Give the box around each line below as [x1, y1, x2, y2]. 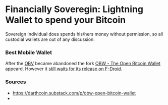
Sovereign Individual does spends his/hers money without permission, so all [5, 31, 163, 37]
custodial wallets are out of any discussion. [5, 36, 95, 42]
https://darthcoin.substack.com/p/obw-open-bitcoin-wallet [12, 90, 136, 96]
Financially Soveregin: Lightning [5, 4, 144, 15]
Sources [5, 78, 26, 85]
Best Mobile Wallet [5, 49, 52, 56]
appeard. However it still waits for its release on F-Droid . [5, 66, 123, 72]
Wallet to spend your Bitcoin [5, 14, 126, 26]
